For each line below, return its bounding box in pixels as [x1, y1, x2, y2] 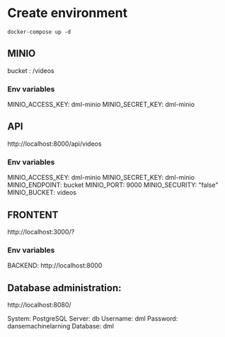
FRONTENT [7, 209, 59, 221]
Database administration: [7, 282, 122, 294]
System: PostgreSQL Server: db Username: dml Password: [7, 314, 178, 323]
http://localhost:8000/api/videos [7, 139, 102, 148]
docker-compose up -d [7, 28, 71, 35]
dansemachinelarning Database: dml [7, 322, 115, 331]
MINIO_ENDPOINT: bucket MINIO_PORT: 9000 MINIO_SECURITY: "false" [7, 181, 219, 189]
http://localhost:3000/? [7, 227, 75, 236]
